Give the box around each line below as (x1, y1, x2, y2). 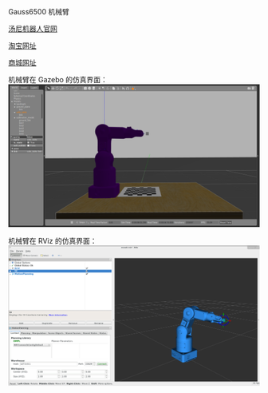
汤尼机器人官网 (8, 24, 57, 34)
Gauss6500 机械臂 (8, 7, 69, 16)
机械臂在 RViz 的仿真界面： (8, 236, 97, 246)
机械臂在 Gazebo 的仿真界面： (8, 75, 108, 84)
